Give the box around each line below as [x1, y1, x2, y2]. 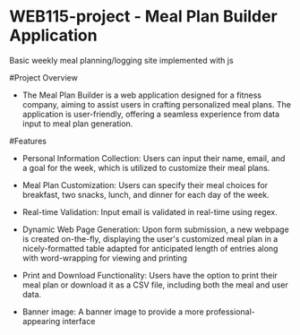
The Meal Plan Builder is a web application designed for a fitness [21, 90, 262, 100]
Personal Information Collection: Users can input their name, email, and [21, 152, 286, 163]
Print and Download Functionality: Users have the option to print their [21, 270, 278, 280]
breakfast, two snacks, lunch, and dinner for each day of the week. [21, 189, 270, 200]
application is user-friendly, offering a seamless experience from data [21, 108, 280, 119]
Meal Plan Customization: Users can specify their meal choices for [21, 179, 269, 190]
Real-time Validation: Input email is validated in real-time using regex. [21, 206, 278, 217]
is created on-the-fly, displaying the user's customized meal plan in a [21, 233, 279, 244]
